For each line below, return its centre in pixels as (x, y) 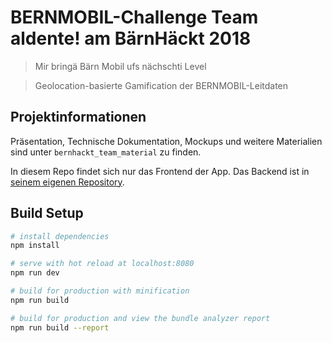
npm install (35, 246)
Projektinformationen (78, 117)
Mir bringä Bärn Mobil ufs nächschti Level (120, 66)
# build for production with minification (100, 291)
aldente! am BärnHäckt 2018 (131, 38)
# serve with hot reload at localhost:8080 (102, 264)
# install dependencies (60, 236)
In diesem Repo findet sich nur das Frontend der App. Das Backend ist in (160, 171)
